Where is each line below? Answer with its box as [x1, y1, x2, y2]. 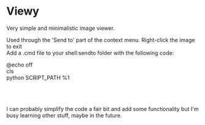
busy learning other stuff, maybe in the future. [6, 112, 122, 119]
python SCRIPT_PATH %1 [6, 74, 70, 81]
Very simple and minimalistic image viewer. [6, 24, 115, 32]
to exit [6, 43, 23, 50]
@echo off [6, 61, 33, 68]
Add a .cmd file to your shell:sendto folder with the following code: [6, 49, 174, 56]
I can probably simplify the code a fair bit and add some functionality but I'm [6, 105, 199, 112]
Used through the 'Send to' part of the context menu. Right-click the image [6, 36, 195, 43]
